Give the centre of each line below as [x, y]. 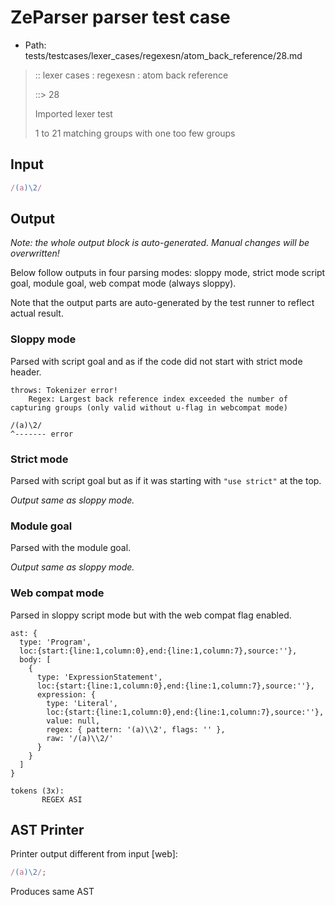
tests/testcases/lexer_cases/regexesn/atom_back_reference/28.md [163, 55]
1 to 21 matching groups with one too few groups [135, 133]
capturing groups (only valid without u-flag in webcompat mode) [149, 407]
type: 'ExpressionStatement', [99, 677]
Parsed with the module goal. [71, 548]
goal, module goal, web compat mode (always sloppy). [123, 283]
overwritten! [35, 253]
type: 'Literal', [82, 703]
